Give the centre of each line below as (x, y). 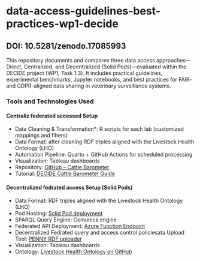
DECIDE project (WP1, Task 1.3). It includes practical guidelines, (84, 73)
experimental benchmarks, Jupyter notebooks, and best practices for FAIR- (99, 79)
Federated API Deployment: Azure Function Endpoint (80, 226)
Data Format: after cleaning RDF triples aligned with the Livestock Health (104, 142)
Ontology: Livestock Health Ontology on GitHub (73, 252)
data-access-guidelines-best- (84, 11)
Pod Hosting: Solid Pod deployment (59, 214)
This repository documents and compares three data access (81, 60)
